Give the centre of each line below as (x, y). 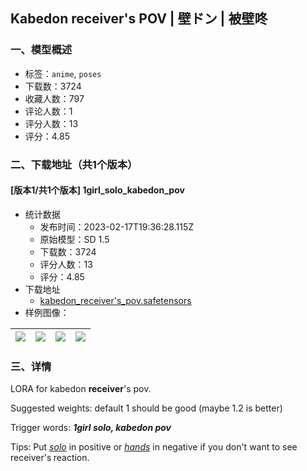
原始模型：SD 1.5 (74, 239)
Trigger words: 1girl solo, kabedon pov (91, 428)
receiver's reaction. (50, 458)
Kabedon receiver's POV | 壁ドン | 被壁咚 (139, 19)
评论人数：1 (48, 111)
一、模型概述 (41, 50)
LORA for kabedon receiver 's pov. (81, 389)
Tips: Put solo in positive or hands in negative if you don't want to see (154, 447)
